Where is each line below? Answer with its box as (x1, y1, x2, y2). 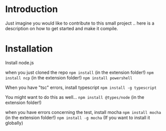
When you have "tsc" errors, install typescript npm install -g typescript (5, 84, 157, 90)
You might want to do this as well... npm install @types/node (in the (5, 94, 144, 100)
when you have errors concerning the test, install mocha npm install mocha (5, 109, 161, 115)
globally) (5, 119, 24, 126)
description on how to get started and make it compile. (5, 25, 118, 31)
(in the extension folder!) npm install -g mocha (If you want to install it (5, 114, 150, 120)
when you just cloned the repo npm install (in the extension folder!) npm (5, 69, 154, 75)
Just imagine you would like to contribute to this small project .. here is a (5, 20, 154, 26)
